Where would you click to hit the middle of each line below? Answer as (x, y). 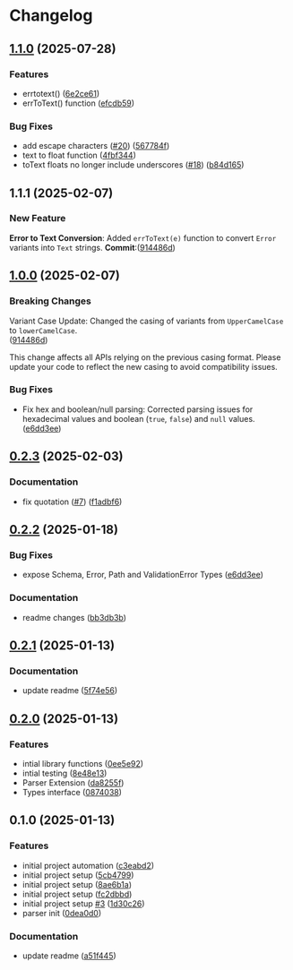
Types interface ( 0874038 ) (72, 792)
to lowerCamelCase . (43, 330)
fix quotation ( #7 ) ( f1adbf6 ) (72, 502)
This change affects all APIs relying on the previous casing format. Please (145, 357)
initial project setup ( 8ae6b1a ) (77, 884)
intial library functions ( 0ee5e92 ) (83, 763)
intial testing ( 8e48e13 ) (65, 773)
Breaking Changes (51, 301)
